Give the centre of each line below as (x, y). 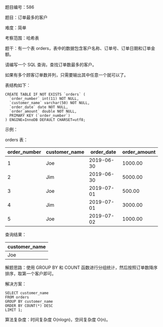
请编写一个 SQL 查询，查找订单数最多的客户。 (51, 65)
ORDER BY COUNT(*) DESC (29, 306)
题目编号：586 (20, 7)
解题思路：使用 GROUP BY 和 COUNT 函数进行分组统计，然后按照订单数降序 (81, 267)
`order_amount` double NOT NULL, (43, 111)
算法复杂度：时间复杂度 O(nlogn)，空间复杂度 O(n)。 (58, 319)
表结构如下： (18, 85)
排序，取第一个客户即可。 (31, 273)
